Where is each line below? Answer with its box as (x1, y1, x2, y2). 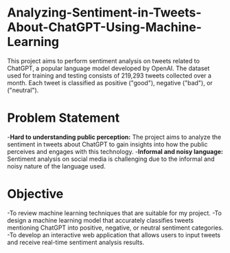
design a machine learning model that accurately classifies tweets (7, 216, 194, 224)
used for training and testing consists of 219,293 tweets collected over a (7, 71, 211, 80)
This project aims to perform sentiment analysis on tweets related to (7, 56, 200, 65)
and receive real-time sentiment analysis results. (7, 238, 145, 246)
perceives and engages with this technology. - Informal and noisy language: (7, 147, 223, 155)
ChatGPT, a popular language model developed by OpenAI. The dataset (7, 64, 210, 72)
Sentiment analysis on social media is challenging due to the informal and (7, 155, 215, 163)
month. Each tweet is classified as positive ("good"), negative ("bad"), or (7, 78, 213, 87)
